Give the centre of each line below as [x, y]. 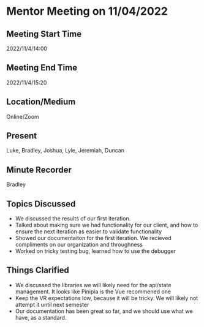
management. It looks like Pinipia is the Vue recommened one [93, 291]
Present [22, 136]
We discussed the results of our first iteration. [73, 219]
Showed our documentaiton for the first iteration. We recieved [93, 238]
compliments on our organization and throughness [79, 245]
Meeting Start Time [44, 34]
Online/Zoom [23, 116]
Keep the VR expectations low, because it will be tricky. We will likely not [107, 298]
